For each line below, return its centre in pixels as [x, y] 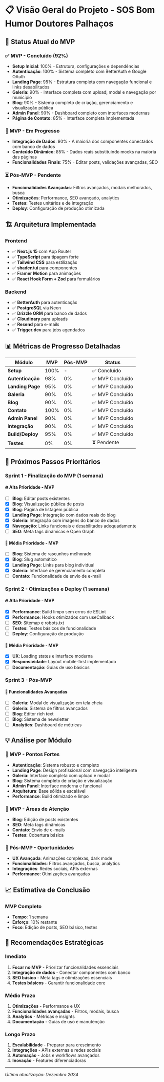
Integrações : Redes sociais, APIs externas [55, 869]
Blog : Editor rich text [33, 714]
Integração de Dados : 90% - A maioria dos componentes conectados [82, 141]
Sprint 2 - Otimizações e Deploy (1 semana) [57, 589]
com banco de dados [33, 147]
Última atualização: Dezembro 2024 [42, 1075]
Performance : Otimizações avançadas [51, 874]
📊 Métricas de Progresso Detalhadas [63, 346]
